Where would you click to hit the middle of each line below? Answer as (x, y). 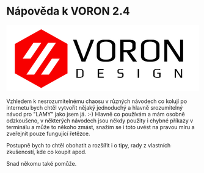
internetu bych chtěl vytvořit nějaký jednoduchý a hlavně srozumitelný (95, 108)
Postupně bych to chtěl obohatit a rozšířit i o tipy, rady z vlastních (89, 146)
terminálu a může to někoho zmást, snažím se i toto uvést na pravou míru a (100, 127)
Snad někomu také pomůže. (42, 164)
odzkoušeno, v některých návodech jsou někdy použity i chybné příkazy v (100, 121)
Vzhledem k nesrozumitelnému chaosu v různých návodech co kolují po (97, 101)
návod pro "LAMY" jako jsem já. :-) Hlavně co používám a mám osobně (96, 115)
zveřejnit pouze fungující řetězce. (48, 134)
